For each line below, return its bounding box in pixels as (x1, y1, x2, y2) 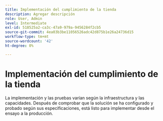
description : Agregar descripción (5, 12, 75, 17)
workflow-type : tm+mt (5, 35, 49, 39)
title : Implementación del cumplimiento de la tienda (5, 7, 117, 12)
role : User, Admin (5, 16, 42, 21)
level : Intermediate (5, 20, 47, 26)
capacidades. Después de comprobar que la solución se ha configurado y (5, 100, 153, 106)
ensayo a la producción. (5, 110, 54, 116)
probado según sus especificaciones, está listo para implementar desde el (5, 105, 155, 111)
